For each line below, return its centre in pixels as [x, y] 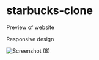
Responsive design [30, 39]
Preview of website [31, 27]
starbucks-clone [50, 11]
